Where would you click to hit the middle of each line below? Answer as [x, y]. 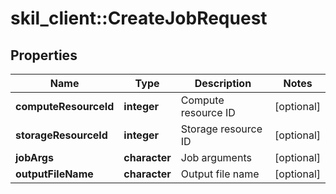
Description [223, 83]
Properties [44, 55]
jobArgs [34, 157]
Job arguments [216, 157]
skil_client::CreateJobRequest [139, 18]
